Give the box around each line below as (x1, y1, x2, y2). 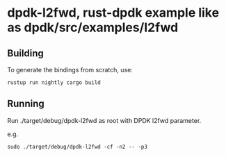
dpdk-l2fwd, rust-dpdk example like (7, 5, 220, 21)
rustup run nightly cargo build (7, 79, 101, 86)
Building (7, 47, 44, 59)
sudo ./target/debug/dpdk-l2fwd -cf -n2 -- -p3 (7, 143, 148, 150)
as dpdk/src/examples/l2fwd (7, 19, 179, 35)
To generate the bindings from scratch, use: (7, 66, 134, 74)
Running (7, 98, 45, 110)
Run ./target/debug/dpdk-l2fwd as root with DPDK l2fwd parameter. (7, 116, 202, 124)
